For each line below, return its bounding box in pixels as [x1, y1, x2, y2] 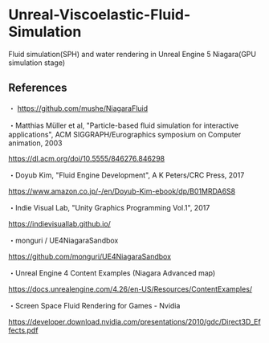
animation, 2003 [8, 138, 63, 148]
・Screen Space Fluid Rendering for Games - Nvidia [8, 300, 181, 310]
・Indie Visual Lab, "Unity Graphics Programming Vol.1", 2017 [8, 202, 210, 212]
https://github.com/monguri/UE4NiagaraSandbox [8, 251, 171, 261]
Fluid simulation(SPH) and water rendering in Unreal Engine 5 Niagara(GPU [8, 49, 257, 59]
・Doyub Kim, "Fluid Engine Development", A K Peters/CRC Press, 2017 [8, 170, 245, 180]
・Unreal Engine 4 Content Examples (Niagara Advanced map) [8, 267, 216, 278]
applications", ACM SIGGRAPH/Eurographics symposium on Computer [8, 129, 242, 139]
